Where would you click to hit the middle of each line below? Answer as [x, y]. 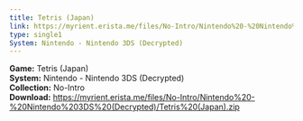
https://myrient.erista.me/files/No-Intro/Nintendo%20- [154, 98]
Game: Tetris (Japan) [49, 69]
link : [19, 26]
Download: [30, 98]
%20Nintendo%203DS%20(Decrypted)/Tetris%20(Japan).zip [125, 107]
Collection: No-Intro [47, 88]
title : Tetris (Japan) [52, 18]
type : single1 [36, 34]
